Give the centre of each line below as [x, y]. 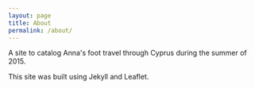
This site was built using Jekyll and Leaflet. [79, 77]
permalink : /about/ [41, 30]
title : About [30, 23]
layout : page [30, 15]
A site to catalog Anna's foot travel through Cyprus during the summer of [128, 53]
